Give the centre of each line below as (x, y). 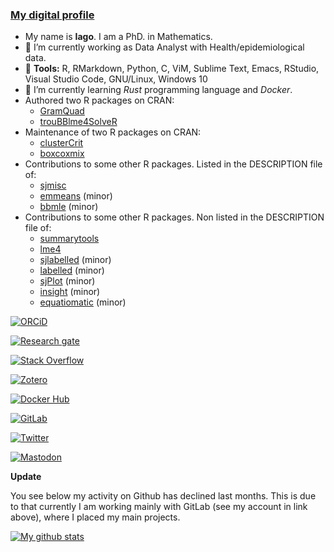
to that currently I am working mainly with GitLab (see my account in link (159, 507)
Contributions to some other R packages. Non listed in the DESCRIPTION (174, 217)
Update (26, 477)
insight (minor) (70, 292)
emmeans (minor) (76, 196)
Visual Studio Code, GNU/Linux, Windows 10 (116, 79)
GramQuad (62, 111)
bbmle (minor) (69, 207)
